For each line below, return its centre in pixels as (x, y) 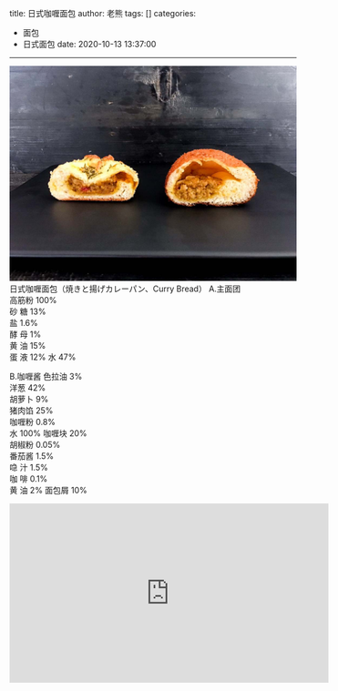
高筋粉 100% (33, 300)
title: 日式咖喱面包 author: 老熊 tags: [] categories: (103, 13)
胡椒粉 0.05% (35, 444)
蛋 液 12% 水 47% (43, 357)
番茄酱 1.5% (32, 456)
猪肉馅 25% (31, 410)
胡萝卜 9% (29, 399)
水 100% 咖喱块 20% (49, 433)
